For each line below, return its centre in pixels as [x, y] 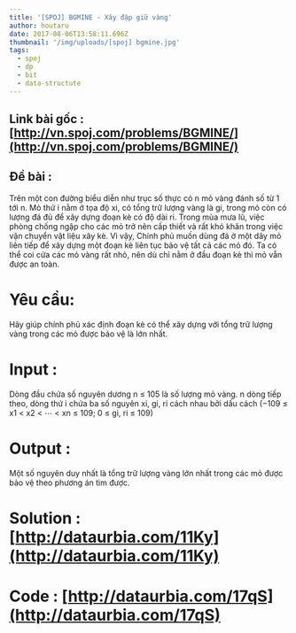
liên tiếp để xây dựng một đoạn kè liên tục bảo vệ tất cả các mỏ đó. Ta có [143, 245]
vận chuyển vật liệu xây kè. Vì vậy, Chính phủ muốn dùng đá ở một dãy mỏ [145, 235]
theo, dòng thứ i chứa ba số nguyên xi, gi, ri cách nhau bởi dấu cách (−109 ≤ [148, 403]
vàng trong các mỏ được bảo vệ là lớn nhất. [89, 334]
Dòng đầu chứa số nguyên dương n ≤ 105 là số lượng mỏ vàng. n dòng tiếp [145, 394]
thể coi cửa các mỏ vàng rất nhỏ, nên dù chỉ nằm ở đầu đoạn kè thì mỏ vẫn [146, 254]
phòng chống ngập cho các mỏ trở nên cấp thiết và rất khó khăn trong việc [146, 226]
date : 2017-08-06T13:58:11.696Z [69, 34]
